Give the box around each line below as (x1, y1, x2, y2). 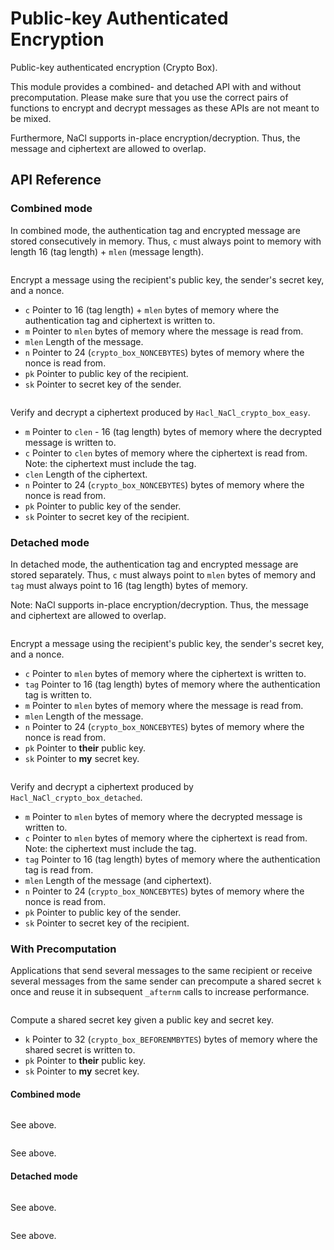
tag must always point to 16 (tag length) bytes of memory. (10, 579, 248, 591)
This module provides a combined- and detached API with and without (10, 80, 302, 92)
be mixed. (10, 112, 52, 124)
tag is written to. (24, 688, 93, 701)
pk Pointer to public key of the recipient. (24, 367, 189, 379)
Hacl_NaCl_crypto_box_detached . (10, 791, 143, 803)
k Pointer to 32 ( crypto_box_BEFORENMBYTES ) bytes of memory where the (24, 1033, 318, 1046)
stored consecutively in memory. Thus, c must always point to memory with (10, 235, 322, 247)
